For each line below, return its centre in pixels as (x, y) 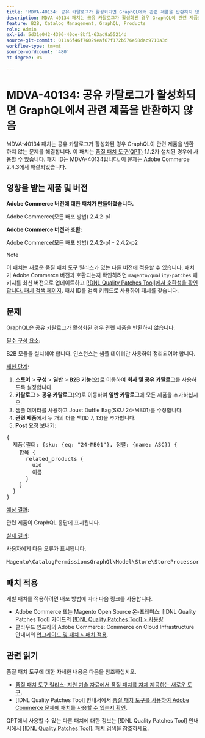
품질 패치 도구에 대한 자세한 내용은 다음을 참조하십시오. (71, 671)
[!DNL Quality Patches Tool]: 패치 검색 (70, 728)
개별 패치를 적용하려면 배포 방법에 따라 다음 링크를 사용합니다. (80, 598)
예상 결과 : (18, 510)
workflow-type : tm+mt (34, 47)
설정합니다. (40, 387)
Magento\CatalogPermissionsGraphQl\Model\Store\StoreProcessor (103, 562)
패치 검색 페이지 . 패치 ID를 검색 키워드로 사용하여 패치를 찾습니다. (101, 291)
